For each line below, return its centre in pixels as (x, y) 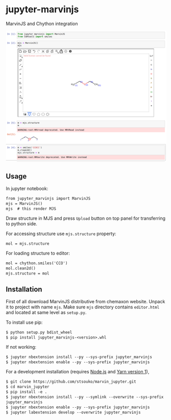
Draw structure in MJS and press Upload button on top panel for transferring (86, 218)
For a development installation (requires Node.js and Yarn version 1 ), (78, 372)
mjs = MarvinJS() (24, 204)
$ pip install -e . (27, 392)
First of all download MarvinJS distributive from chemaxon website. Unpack (86, 302)
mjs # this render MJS (31, 209)
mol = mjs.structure (28, 244)
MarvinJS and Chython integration (42, 24)
